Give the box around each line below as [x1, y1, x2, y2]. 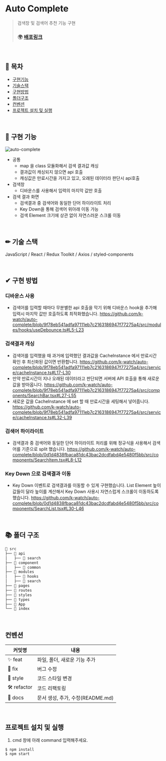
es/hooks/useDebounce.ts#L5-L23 [12, 327, 84, 333]
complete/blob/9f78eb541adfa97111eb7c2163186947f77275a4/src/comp [12, 387, 160, 393]
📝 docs [7, 694, 24, 701]
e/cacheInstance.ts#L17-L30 [12, 370, 71, 376]
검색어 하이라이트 [5, 428, 44, 435]
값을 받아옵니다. [12, 381, 43, 387]
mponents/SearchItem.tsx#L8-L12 [12, 457, 82, 463]
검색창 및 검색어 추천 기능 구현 [17, 20, 76, 26]
